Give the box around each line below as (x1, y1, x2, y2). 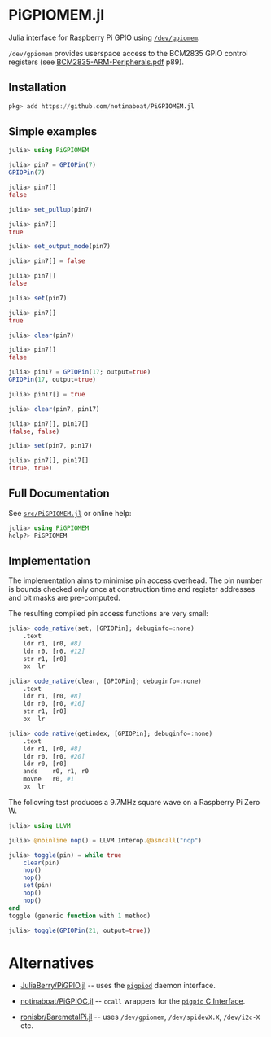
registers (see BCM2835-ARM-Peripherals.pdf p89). (8, 57, 185, 67)
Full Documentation (8, 487, 110, 501)
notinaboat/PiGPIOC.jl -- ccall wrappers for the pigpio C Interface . (20, 996, 246, 1006)
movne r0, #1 (23, 775, 75, 783)
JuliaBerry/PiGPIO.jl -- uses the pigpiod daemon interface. (20, 981, 216, 991)
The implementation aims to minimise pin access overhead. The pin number (8, 575, 263, 585)
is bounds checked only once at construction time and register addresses (8, 584, 256, 594)
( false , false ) (8, 427, 60, 435)
